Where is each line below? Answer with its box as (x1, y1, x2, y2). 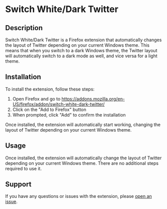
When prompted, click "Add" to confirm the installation (12, 112, 126, 118)
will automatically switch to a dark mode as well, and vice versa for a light (5, 53, 157, 59)
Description (5, 24, 43, 32)
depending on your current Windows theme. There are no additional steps (5, 160, 159, 166)
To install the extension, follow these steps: (5, 86, 95, 92)
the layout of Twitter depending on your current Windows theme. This (5, 42, 150, 48)
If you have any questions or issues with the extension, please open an (5, 193, 152, 199)
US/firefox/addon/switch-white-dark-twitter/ (12, 101, 105, 107)
